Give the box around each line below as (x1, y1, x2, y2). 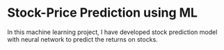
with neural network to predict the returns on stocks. (7, 35, 158, 43)
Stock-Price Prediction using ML (7, 5, 198, 21)
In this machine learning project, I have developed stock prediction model (7, 28, 218, 36)
